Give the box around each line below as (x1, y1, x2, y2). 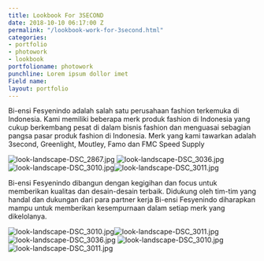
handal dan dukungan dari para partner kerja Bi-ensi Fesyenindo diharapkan (8, 195, 256, 204)
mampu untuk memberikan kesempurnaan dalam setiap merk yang (8, 204, 225, 213)
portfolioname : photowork (8, 63, 93, 71)
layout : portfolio (8, 84, 69, 93)
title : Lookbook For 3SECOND (8, 11, 104, 20)
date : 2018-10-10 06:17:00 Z (8, 19, 104, 27)
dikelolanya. (8, 211, 47, 221)
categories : (8, 33, 47, 42)
